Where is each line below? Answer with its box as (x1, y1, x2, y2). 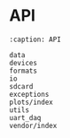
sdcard (9, 82, 34, 91)
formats (9, 66, 38, 75)
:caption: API (9, 35, 62, 44)
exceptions (9, 90, 50, 99)
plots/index (9, 98, 53, 107)
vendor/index (9, 121, 58, 130)
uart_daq (9, 113, 42, 122)
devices (9, 58, 38, 67)
